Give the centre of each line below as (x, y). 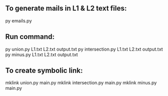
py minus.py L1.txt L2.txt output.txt (42, 54)
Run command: (30, 37)
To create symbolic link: (44, 71)
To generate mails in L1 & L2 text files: (66, 8)
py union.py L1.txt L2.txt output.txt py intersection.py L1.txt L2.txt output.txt (84, 49)
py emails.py (19, 20)
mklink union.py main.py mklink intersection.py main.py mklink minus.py (81, 83)
